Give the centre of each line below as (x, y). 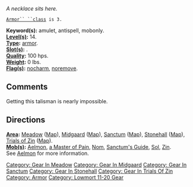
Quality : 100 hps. (27, 56)
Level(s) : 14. (21, 37)
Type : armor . (22, 43)
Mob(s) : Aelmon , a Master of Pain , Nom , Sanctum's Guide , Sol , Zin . (89, 147)
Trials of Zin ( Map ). (29, 140)
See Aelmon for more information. (48, 153)
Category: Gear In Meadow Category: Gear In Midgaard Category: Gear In (96, 164)
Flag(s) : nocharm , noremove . (42, 68)
